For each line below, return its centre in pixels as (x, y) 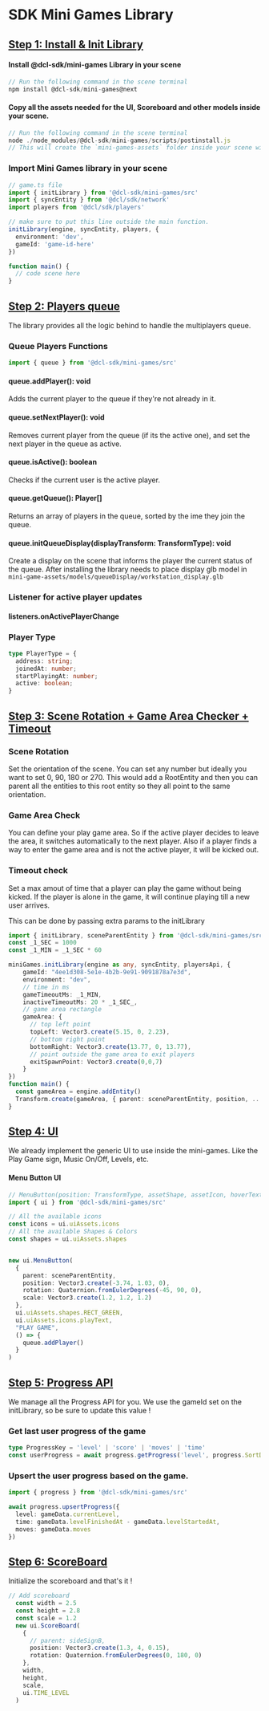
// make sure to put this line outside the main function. (109, 222)
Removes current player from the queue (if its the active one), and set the (129, 435)
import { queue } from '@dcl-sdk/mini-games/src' (93, 363)
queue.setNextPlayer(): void (57, 417)
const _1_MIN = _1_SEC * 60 (55, 950)
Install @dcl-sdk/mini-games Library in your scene (95, 65)
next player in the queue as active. (65, 444)
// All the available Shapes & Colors (73, 1232)
